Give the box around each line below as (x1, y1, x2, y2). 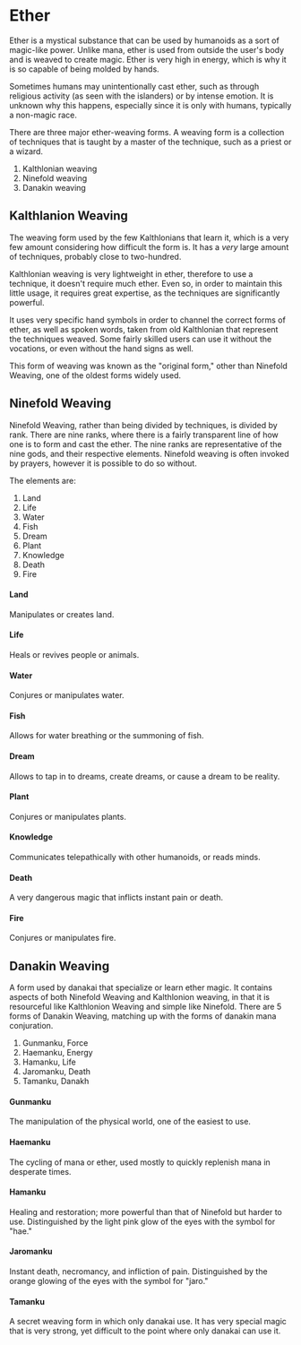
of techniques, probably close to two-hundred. (9, 251, 182, 262)
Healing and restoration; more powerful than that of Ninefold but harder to (9, 1206, 282, 1217)
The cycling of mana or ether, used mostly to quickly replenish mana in (9, 1157, 271, 1168)
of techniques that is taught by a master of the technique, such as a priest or (9, 136, 292, 147)
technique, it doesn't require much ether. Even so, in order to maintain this (9, 278, 283, 289)
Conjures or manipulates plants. (9, 811, 127, 822)
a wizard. (9, 145, 43, 157)
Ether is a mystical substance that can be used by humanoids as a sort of (9, 35, 279, 46)
